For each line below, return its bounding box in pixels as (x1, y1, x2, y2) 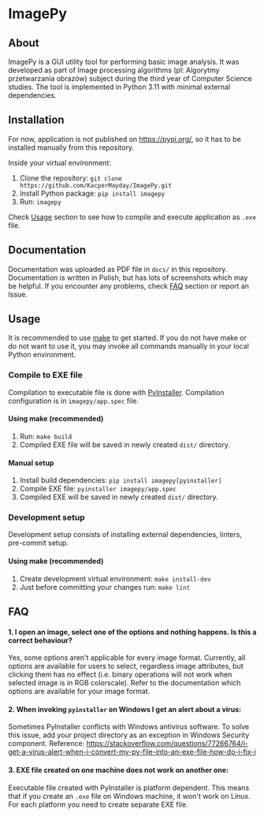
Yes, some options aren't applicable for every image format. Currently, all (8, 653, 246, 662)
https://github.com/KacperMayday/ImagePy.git (19, 181, 172, 189)
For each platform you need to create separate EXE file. (8, 800, 188, 809)
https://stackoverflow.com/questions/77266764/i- (86, 739, 249, 748)
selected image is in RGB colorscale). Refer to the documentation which (8, 678, 241, 688)
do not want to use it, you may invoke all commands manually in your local (8, 341, 250, 351)
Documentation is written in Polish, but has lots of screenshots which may (8, 273, 248, 282)
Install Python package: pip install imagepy (19, 188, 165, 198)
